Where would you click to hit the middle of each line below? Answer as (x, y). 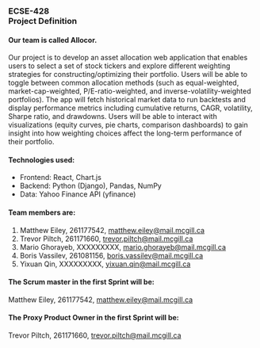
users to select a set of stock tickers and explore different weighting (119, 66)
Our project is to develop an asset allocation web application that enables (128, 58)
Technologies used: (42, 159)
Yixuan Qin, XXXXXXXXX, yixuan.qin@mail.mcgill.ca (105, 264)
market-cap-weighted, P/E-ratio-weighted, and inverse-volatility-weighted (130, 91)
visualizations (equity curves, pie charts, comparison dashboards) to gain (128, 125)
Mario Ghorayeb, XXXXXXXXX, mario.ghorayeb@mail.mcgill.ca (123, 247)
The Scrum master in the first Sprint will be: (81, 282)
